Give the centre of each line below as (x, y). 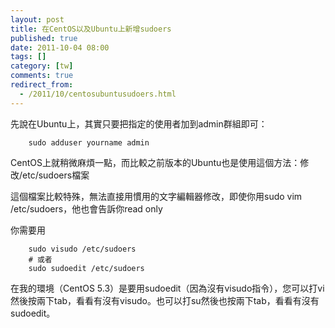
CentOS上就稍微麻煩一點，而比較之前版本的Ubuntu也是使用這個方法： (155, 162)
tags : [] (28, 57)
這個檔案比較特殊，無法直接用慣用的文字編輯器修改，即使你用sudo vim (156, 196)
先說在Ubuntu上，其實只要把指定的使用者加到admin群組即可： (139, 123)
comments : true (42, 76)
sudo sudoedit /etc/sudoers (86, 268)
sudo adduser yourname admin (89, 142)
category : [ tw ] (42, 66)
